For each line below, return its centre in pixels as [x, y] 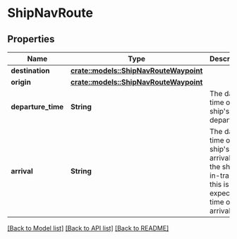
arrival [22, 171]
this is [219, 184]
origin [21, 82]
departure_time [37, 107]
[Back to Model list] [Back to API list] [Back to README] [88, 228]
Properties [31, 39]
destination [30, 71]
